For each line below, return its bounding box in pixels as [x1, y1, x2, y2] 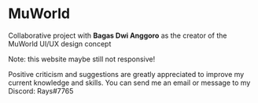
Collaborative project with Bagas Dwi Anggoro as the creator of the [8, 31, 227, 40]
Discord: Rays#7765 [8, 86, 74, 95]
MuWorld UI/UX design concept [8, 39, 112, 48]
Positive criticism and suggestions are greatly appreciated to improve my [8, 69, 245, 79]
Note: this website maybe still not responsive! [8, 54, 156, 64]
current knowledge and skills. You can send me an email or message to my [8, 78, 251, 87]
